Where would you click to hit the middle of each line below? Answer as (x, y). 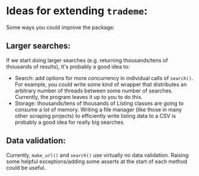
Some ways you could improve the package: (60, 27)
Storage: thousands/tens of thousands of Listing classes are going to (99, 103)
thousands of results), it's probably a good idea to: (68, 66)
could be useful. (26, 168)
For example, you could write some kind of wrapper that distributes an (101, 84)
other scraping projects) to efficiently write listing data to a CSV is (95, 116)
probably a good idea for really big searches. (70, 122)
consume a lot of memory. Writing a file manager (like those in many (98, 109)
